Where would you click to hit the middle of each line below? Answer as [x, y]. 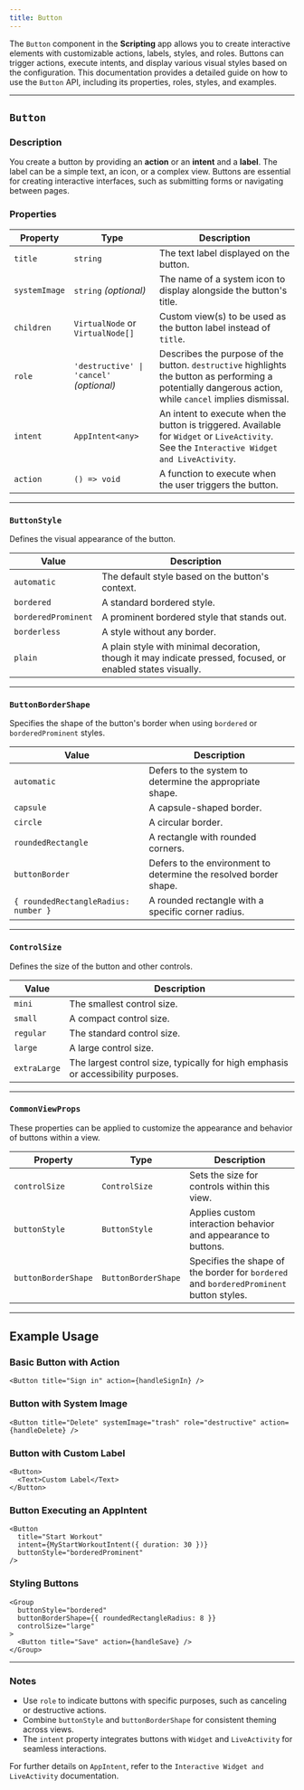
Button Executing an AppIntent [78, 1510]
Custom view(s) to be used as [223, 316]
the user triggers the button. [219, 485]
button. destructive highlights [223, 365]
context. [119, 587]
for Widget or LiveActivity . [217, 436]
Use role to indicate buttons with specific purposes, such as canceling [155, 1700]
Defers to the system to [199, 771]
